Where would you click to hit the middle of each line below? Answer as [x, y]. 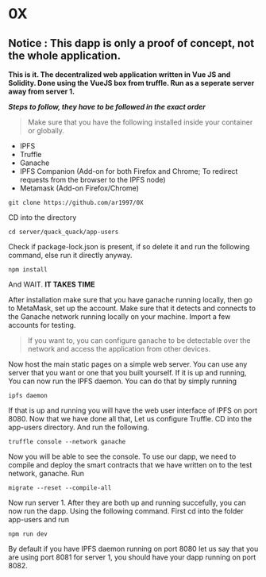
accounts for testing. [42, 325]
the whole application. [65, 55]
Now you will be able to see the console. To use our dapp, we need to [122, 456]
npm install [28, 270]
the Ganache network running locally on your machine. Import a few [120, 317]
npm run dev [28, 534]
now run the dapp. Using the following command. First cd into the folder [126, 511]
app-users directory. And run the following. [79, 427]
